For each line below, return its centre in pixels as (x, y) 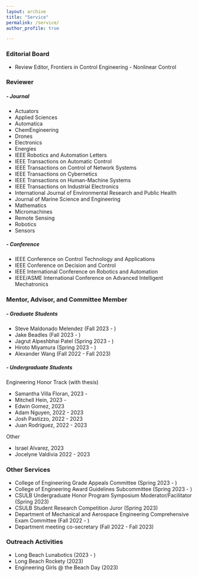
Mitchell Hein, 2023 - (40, 400)
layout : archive (26, 12)
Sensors (25, 231)
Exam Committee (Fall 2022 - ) (52, 520)
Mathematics (30, 205)
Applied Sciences (36, 117)
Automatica (29, 124)
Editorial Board (28, 54)
